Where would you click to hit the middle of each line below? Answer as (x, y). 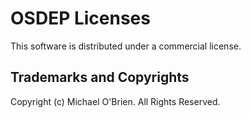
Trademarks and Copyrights (100, 77)
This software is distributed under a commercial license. (126, 46)
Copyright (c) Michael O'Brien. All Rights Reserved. (115, 101)
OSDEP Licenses (80, 18)
